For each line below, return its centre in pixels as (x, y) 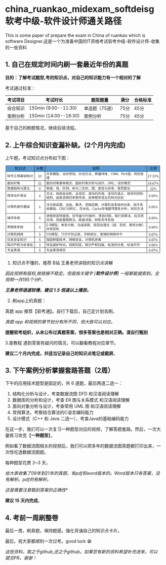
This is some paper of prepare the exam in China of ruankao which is (75, 35)
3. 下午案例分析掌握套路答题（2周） (60, 371)
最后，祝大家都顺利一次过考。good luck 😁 (48, 541)
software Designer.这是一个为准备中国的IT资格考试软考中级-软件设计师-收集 (82, 41)
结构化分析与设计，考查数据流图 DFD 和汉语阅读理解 (66, 394)
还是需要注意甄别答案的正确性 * (37, 490)
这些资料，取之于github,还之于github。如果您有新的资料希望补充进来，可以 (82, 552)
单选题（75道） (100, 108)
